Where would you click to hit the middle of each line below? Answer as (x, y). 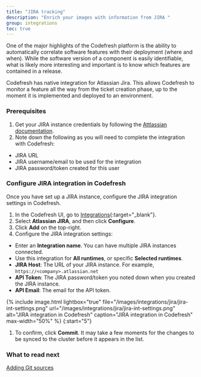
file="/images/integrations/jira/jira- (145, 302)
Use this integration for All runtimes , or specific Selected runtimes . (99, 258)
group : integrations (32, 23)
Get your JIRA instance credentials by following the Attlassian (91, 124)
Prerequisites (26, 111)
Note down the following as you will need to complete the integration (100, 137)
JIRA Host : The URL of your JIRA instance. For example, (84, 265)
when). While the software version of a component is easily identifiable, (95, 58)
